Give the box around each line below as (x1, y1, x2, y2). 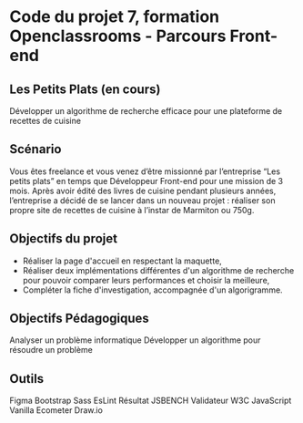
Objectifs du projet (9, 231, 118, 247)
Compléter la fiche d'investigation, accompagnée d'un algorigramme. (22, 284, 284, 295)
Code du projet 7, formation (9, 6, 220, 27)
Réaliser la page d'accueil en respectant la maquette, (22, 255, 223, 266)
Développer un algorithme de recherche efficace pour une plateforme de (9, 106, 283, 116)
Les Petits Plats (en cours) (9, 81, 161, 97)
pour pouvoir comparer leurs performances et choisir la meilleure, (22, 274, 270, 285)
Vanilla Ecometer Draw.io (9, 405, 103, 416)
